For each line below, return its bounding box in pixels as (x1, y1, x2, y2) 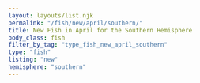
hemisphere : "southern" (8, 63, 87, 71)
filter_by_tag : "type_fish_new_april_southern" (8, 41, 168, 49)
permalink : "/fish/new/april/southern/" (8, 19, 144, 27)
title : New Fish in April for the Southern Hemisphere (8, 26, 193, 34)
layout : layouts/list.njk (8, 11, 93, 20)
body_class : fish (8, 33, 66, 42)
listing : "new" (8, 56, 58, 64)
